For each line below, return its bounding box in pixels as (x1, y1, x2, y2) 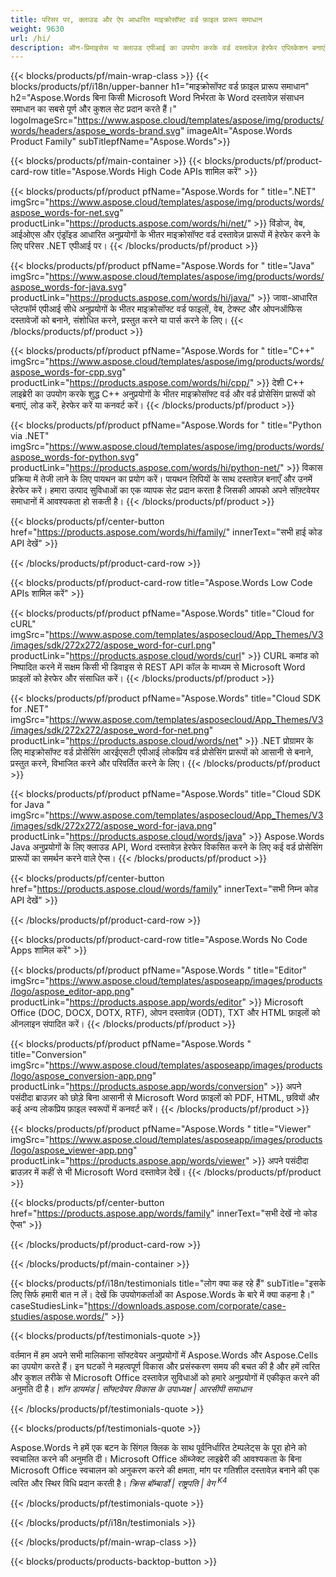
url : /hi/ (10, 33, 52, 43)
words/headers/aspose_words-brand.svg (10, 125, 181, 137)
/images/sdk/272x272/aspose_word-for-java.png (10, 820, 213, 832)
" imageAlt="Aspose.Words (179, 125, 293, 137)
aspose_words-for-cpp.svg (10, 366, 123, 378)
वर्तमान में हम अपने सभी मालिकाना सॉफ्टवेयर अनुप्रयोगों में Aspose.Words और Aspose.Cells (10, 1349, 319, 1361)
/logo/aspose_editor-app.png (10, 986, 131, 998)
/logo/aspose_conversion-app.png (10, 1070, 153, 1082)
